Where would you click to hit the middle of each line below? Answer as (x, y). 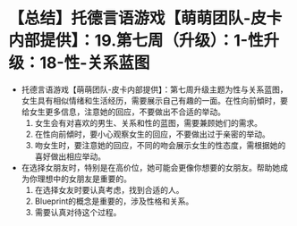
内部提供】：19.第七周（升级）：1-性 (136, 41)
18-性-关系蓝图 (95, 63)
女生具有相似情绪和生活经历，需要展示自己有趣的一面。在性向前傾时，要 (154, 100)
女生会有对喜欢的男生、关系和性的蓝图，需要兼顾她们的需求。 (148, 122)
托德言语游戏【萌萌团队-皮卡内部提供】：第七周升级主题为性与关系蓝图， (154, 89)
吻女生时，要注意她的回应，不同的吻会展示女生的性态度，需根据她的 (160, 145)
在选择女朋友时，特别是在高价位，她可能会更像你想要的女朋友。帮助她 (151, 167)
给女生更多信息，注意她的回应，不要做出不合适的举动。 (123, 112)
